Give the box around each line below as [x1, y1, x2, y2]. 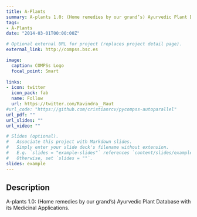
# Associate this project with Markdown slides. [6, 139, 133, 145]
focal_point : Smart [11, 68, 59, 74]
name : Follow [11, 95, 43, 102]
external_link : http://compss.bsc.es [6, 46, 98, 53]
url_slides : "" [6, 117, 43, 123]
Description [6, 182, 50, 192]
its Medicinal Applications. [6, 204, 70, 212]
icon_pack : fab [11, 90, 49, 96]
